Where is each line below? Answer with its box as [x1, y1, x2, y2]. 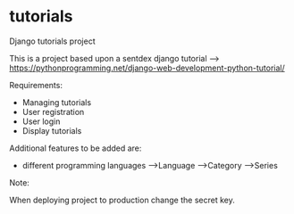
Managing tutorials [21, 96, 92, 108]
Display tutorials [21, 125, 82, 136]
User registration [21, 106, 85, 117]
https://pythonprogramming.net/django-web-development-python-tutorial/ [9, 62, 286, 73]
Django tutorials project [9, 36, 96, 46]
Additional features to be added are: [9, 143, 142, 153]
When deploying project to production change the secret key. [9, 194, 235, 205]
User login [21, 116, 61, 127]
